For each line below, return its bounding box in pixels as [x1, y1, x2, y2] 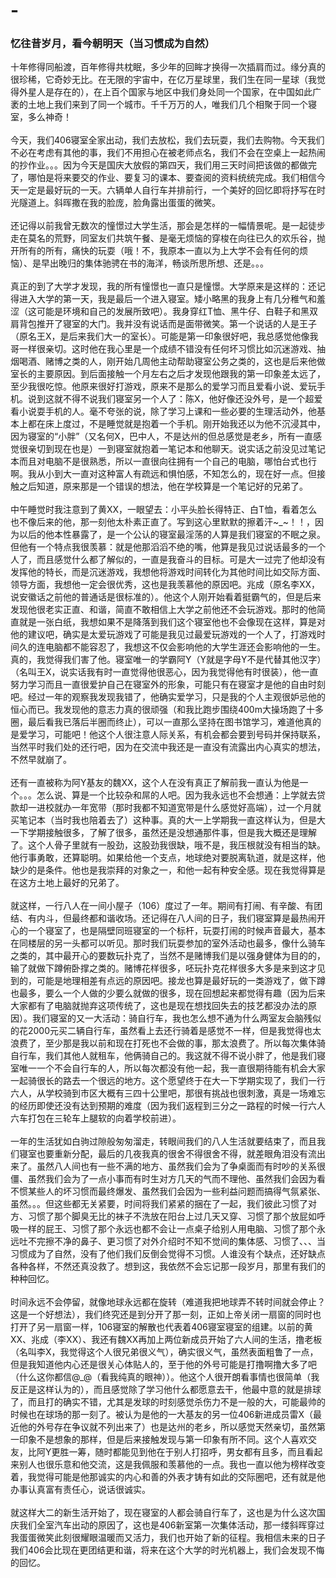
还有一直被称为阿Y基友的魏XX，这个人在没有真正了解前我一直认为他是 [10, 777, 300, 789]
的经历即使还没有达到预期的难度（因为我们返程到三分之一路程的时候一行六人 [10, 1100, 326, 1112]
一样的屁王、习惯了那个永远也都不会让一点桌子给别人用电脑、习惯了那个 [18, 1223, 317, 1235]
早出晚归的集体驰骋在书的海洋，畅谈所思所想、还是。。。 [40, 257, 269, 269]
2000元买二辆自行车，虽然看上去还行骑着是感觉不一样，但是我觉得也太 [27, 1025, 322, 1037]
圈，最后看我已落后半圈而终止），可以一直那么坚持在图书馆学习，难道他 [10, 716, 304, 728]
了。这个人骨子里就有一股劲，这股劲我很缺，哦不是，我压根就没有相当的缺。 [10, 839, 326, 851]
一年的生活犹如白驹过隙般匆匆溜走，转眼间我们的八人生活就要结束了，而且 [10, 1135, 317, 1148]
